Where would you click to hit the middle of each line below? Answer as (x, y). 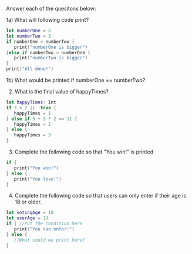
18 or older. (28, 202)
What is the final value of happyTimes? (61, 91)
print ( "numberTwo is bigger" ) (51, 58)
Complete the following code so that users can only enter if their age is (100, 196)
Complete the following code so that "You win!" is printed (84, 152)
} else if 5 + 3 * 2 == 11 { (42, 119)
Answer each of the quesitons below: (51, 9)
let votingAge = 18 (30, 213)
